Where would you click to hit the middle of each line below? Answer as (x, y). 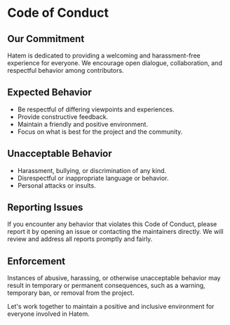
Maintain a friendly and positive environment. (83, 124)
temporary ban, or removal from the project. (71, 293)
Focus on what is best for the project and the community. (100, 132)
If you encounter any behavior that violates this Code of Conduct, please (112, 224)
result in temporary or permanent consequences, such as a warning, (106, 286)
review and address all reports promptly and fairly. (80, 239)
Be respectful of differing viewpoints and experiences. (96, 109)
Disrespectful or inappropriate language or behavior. (93, 178)
